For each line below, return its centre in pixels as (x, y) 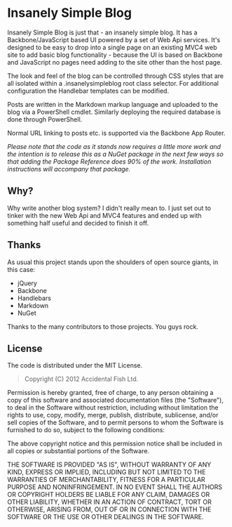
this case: (21, 269)
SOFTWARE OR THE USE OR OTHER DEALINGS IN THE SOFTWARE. (105, 517)
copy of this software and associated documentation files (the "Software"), (116, 400)
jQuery (27, 283)
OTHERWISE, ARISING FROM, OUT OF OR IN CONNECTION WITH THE (109, 509)
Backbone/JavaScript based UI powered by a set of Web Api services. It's (114, 39)
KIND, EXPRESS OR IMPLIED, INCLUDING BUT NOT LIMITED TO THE (107, 472)
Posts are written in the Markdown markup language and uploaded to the (113, 104)
